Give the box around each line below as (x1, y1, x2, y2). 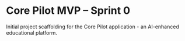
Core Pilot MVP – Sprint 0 (6, 4, 130, 17)
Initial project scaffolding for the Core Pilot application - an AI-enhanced (6, 23, 179, 30)
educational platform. (6, 29, 57, 36)
